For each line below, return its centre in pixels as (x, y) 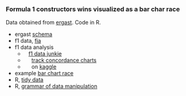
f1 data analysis (34, 47)
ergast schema (33, 34)
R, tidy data (29, 80)
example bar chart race (44, 73)
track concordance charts (64, 61)
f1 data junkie (45, 54)
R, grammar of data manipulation (56, 86)
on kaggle (44, 67)
